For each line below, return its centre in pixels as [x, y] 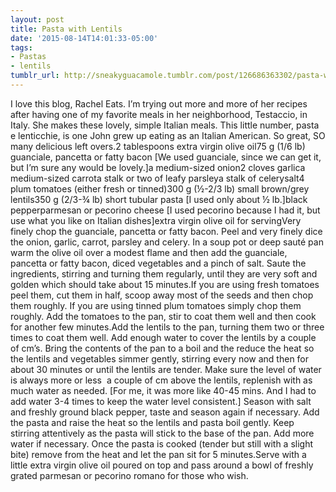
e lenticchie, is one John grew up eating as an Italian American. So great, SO [168, 135]
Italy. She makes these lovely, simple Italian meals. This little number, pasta [165, 125]
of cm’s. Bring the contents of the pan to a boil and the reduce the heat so [162, 348]
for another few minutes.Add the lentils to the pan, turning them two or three [167, 327]
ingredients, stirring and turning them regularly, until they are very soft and [164, 273]
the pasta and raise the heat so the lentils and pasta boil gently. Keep [152, 422]
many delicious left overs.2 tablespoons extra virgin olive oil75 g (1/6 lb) [158, 146]
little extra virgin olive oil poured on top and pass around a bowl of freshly [162, 465]
